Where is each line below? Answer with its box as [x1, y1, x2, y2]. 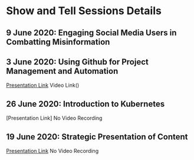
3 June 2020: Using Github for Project [6, 57, 149, 67]
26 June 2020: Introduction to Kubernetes [6, 99, 165, 109]
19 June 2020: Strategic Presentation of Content [6, 132, 188, 142]
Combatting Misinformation [6, 37, 110, 47]
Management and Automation [6, 66, 119, 76]
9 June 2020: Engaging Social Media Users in [6, 28, 177, 38]
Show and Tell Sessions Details [6, 4, 162, 18]
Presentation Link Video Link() [6, 81, 80, 89]
